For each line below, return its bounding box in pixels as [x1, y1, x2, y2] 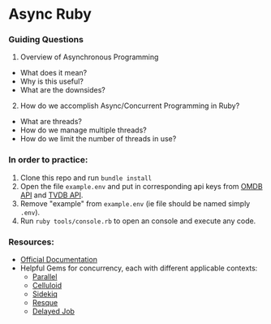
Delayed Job [32, 306, 75, 317]
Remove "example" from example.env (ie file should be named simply [19, 198, 251, 208]
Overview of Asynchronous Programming [19, 52, 159, 62]
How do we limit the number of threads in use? [19, 134, 177, 144]
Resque [32, 298, 58, 308]
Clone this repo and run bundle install [19, 172, 153, 183]
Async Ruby [8, 5, 92, 24]
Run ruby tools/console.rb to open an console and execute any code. [19, 216, 256, 226]
